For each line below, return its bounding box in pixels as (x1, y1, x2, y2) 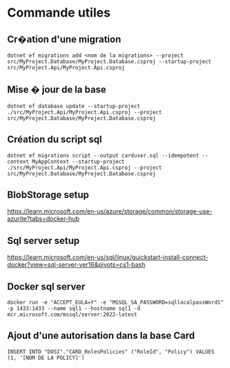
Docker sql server (7, 281, 86, 292)
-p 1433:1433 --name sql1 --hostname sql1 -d (7, 305, 140, 313)
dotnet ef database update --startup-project (7, 103, 140, 109)
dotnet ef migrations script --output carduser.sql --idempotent (7, 152, 199, 159)
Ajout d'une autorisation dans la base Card (7, 330, 195, 342)
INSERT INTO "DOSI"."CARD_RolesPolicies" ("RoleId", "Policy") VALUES (7, 348, 215, 355)
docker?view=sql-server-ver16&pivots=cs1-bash (7, 261, 146, 269)
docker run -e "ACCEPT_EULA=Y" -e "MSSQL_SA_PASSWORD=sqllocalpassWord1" (7, 299, 224, 306)
